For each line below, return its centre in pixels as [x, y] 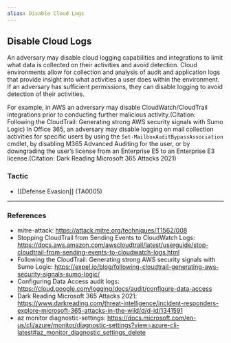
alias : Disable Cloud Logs [46, 13]
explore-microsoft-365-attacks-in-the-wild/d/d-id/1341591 [100, 311]
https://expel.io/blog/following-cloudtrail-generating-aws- [136, 267]
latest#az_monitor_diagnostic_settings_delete [81, 333]
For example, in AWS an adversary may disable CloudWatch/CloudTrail [107, 108]
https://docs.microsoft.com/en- [152, 318]
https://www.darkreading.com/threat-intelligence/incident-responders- [118, 303]
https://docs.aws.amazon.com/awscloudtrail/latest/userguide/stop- [113, 245]
